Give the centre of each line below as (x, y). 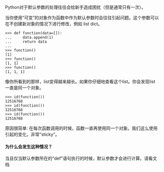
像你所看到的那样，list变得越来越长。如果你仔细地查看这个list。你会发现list (80, 82)
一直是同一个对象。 (24, 88)
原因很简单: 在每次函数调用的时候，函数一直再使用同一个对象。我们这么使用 (81, 128)
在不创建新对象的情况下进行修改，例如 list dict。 (54, 24)
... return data (26, 42)
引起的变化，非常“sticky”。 (32, 134)
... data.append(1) (29, 37)
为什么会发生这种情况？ (29, 146)
